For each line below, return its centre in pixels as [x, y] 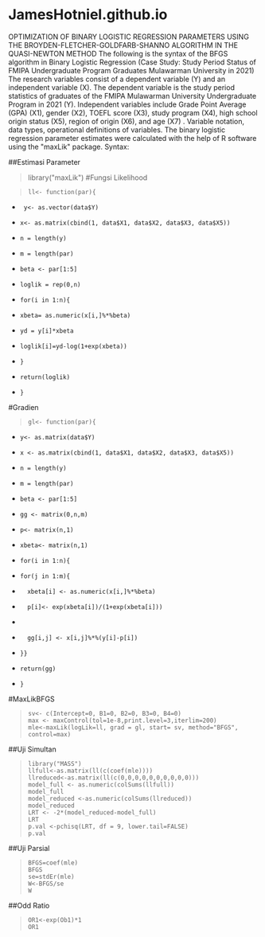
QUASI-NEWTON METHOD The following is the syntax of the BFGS [118, 53]
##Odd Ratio [29, 905]
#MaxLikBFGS [31, 699]
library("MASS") [55, 763]
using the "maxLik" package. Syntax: [69, 146]
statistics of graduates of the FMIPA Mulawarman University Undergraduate [132, 96]
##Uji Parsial [29, 848]
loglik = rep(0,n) [50, 284]
